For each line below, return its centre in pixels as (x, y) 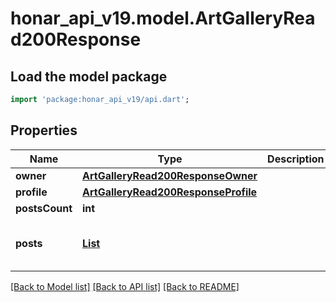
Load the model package (89, 76)
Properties (44, 130)
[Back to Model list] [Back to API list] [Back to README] (125, 286)
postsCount (44, 208)
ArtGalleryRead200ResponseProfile (170, 192)
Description (296, 159)
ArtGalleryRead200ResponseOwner (170, 175)
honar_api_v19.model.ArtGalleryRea (163, 18)
